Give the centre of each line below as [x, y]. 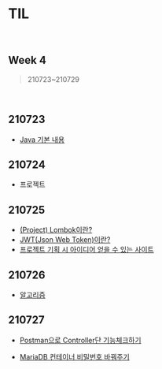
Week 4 [28, 60]
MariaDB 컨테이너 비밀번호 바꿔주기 [74, 356]
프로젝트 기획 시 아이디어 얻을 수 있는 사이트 [87, 250]
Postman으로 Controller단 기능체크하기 [80, 340]
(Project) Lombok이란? [56, 230]
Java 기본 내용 [42, 140]
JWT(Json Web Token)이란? [65, 240]
